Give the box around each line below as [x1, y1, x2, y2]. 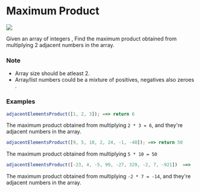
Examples [6, 97, 36, 106]
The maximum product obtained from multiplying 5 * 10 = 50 [6, 150, 158, 157]
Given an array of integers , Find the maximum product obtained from [6, 35, 177, 42]
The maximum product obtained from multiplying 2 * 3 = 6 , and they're [6, 122, 183, 129]
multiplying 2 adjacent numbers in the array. [6, 41, 115, 48]
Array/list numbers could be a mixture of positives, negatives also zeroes [14, 76, 195, 83]
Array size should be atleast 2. [14, 70, 90, 77]
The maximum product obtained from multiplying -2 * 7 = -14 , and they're [6, 173, 191, 180]
